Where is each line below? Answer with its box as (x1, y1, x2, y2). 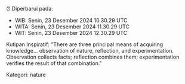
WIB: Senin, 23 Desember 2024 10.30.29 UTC (14, 17, 128, 24)
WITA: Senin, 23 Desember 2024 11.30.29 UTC (14, 23, 130, 30)
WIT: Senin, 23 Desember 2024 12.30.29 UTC (14, 30, 128, 36)
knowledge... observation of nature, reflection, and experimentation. (6, 47, 174, 54)
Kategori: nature (6, 71, 46, 78)
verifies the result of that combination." (6, 60, 103, 67)
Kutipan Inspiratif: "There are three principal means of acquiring (6, 41, 164, 48)
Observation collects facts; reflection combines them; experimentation (6, 53, 180, 60)
